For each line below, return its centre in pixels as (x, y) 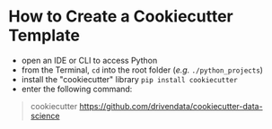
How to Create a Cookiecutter (121, 17)
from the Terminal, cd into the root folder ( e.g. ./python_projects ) (142, 70)
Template (44, 35)
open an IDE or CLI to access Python (89, 60)
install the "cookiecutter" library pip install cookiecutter (130, 79)
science (45, 116)
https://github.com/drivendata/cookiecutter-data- (171, 106)
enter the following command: (77, 89)
